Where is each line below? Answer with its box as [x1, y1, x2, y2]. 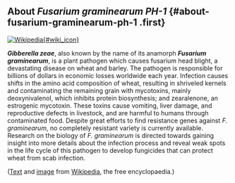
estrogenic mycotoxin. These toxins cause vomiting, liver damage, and [7, 101, 212, 110]
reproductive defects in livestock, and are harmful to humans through [7, 108, 209, 117]
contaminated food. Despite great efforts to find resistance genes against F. [7, 116, 228, 125]
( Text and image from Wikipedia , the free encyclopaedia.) [7, 167, 175, 175]
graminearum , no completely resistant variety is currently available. [7, 123, 203, 132]
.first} [139, 17, 166, 29]
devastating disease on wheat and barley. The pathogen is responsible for [7, 63, 224, 72]
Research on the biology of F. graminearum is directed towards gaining [7, 131, 214, 139]
